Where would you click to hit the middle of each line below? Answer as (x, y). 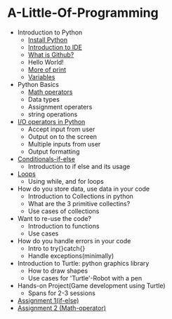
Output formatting (54, 151)
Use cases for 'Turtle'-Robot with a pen (85, 278)
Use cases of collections (64, 211)
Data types (44, 99)
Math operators (50, 92)
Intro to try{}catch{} (57, 248)
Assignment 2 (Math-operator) (62, 308)
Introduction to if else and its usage (79, 166)
